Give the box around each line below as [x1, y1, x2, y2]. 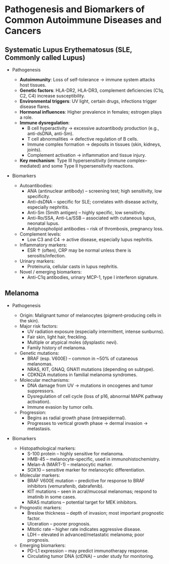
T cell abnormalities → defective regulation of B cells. [27, 136, 139, 142]
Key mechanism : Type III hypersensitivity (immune [19, 157, 126, 163]
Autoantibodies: [19, 183, 53, 188]
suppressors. [27, 387, 55, 394]
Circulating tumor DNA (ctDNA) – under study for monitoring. [27, 553, 154, 559]
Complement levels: [19, 231, 61, 237]
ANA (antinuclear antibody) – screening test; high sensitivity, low [27, 188, 162, 194]
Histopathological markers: [19, 445, 76, 451]
